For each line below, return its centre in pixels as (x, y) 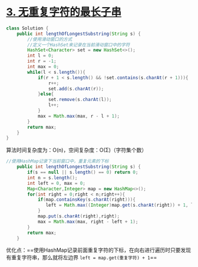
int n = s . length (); (52, 178)
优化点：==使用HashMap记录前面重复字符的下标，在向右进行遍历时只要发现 (99, 250)
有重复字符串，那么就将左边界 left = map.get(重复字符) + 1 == (82, 258)
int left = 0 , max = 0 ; (56, 183)
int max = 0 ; (43, 67)
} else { (46, 94)
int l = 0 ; (41, 56)
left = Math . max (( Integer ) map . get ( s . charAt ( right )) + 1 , (117, 205)
